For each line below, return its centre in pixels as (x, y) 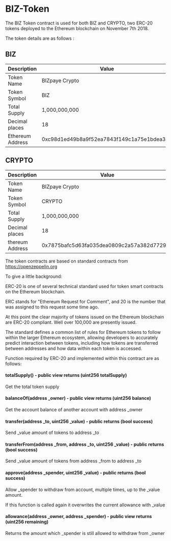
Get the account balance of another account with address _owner (74, 409)
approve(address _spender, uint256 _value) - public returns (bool (76, 473)
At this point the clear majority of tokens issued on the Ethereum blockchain (85, 317)
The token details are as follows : (40, 38)
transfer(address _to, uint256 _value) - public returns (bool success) (79, 421)
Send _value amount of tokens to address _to (52, 433)
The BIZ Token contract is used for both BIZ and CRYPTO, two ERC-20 (79, 23)
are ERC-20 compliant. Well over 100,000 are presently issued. (71, 322)
